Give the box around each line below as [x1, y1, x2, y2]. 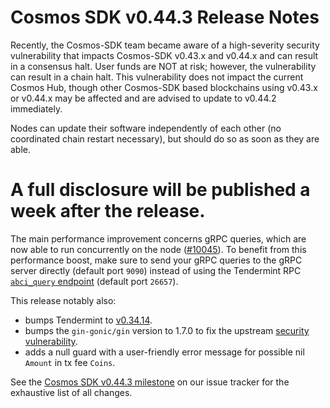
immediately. [10, 102, 63, 115]
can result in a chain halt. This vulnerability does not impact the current [10, 71, 304, 83]
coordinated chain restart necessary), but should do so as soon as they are [10, 132, 320, 145]
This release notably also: [10, 294, 117, 306]
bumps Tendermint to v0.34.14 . [24, 314, 153, 326]
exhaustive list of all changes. [10, 386, 133, 398]
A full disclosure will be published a [10, 179, 311, 201]
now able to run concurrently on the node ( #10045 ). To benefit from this [10, 243, 307, 255]
